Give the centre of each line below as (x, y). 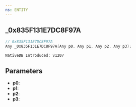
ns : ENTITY (17, 10)
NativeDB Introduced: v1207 (35, 56)
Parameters (24, 71)
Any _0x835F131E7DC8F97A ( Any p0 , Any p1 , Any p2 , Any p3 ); (69, 46)
